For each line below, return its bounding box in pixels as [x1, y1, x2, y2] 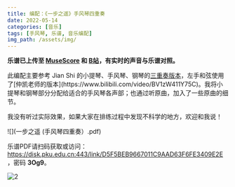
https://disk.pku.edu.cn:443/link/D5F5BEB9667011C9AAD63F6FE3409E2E [7, 150, 223, 158]
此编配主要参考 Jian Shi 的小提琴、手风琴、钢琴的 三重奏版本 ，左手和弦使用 [7, 71, 224, 80]
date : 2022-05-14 [7, 17, 58, 24]
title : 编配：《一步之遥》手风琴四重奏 [7, 10, 105, 18]
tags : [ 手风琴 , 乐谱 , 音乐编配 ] [7, 29, 93, 37]
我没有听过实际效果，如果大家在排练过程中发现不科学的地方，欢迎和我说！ [7, 113, 222, 121]
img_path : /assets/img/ [7, 36, 77, 43]
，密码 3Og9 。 [7, 158, 51, 167]
